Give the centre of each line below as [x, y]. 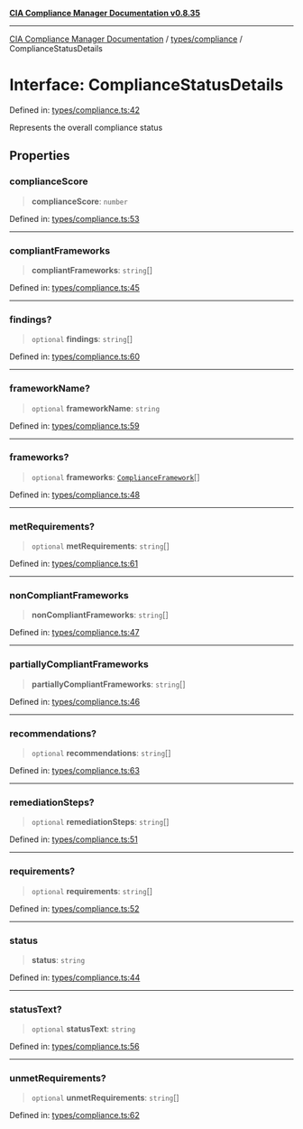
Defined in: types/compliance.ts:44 [75, 977]
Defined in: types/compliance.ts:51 [73, 839]
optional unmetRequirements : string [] [105, 1098]
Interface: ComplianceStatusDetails [147, 85]
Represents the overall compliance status [86, 127]
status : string [58, 959]
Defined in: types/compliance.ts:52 [74, 908]
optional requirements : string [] [92, 891]
